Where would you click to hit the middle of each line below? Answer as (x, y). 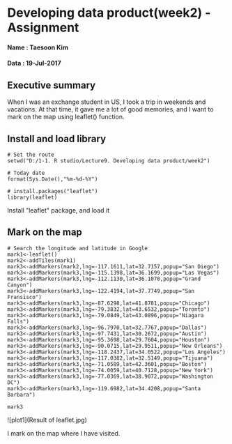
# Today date (26, 173)
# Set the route (31, 155)
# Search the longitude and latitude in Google (78, 248)
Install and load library (57, 138)
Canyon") (20, 285)
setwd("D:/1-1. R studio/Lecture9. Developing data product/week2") (109, 161)
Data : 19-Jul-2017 (34, 63)
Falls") (18, 321)
